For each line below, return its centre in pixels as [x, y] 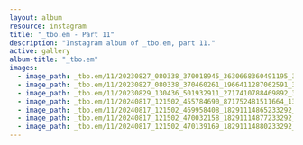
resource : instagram [48, 26]
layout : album [36, 18]
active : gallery [40, 51]
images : [24, 68]
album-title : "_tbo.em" [54, 59]
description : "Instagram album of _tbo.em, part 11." [113, 43]
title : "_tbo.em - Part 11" [62, 34]
